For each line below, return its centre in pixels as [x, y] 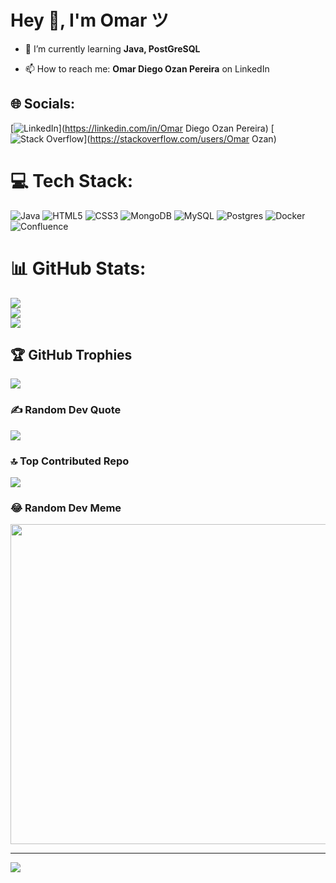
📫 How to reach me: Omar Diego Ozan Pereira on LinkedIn [147, 68]
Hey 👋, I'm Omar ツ [90, 20]
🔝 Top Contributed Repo [70, 461]
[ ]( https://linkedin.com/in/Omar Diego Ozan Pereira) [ [142, 128]
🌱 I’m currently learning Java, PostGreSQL [112, 48]
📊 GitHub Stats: [78, 268]
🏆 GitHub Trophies [71, 355]
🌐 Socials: [43, 104]
